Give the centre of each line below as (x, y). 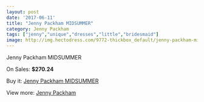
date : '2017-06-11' (31, 18)
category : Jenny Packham (38, 29)
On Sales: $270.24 (30, 69)
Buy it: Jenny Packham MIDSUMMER (53, 81)
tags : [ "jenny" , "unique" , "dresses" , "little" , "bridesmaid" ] (83, 35)
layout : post (23, 12)
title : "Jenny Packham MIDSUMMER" (50, 23)
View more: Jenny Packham (41, 93)
